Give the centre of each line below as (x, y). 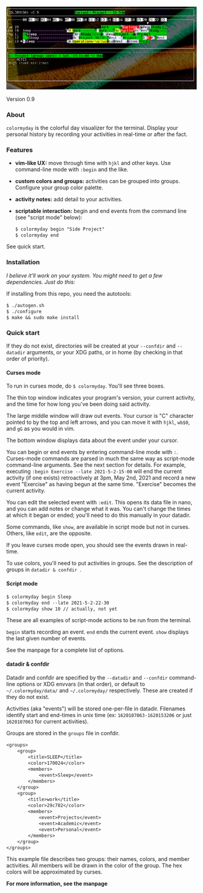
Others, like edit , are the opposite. (49, 533)
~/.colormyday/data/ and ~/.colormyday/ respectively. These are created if (100, 690)
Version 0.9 (21, 99)
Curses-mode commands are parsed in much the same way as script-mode (101, 459)
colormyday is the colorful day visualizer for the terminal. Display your (92, 128)
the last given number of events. (47, 638)
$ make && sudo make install (43, 317)
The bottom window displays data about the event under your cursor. (92, 440)
